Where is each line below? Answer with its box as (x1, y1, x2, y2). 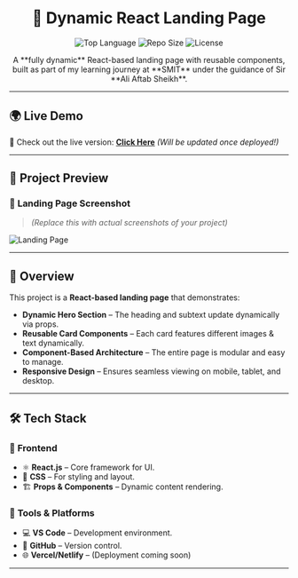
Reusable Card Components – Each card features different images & (21, 329, 275, 339)
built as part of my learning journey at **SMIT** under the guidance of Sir (12, 64, 286, 75)
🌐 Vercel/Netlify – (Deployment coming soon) (21, 550, 192, 560)
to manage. (21, 357, 64, 368)
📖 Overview (9, 268, 74, 283)
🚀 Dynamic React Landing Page (32, 8, 266, 28)
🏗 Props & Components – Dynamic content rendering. (21, 481, 223, 492)
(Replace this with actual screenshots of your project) (30, 218, 228, 228)
